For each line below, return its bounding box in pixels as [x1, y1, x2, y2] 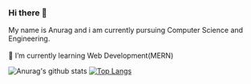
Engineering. [8, 34, 51, 43]
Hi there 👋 [8, 7, 48, 18]
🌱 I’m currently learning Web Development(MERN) [8, 51, 174, 61]
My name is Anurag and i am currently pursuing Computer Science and [8, 26, 243, 35]
